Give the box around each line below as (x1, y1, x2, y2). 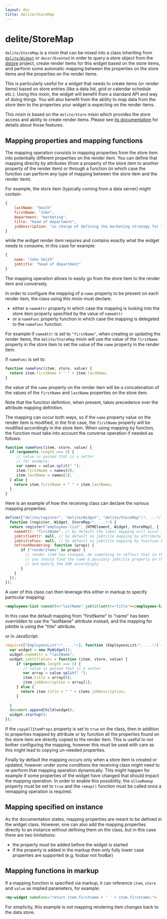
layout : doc (5, 7, 30, 12)
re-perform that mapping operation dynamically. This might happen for (5, 768, 150, 773)
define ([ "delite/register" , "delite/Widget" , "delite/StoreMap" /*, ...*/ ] (5, 515, 164, 521)
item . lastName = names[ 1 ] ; (16, 473, 72, 478)
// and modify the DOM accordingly (25, 561, 99, 566)
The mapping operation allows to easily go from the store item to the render (5, 275, 160, 281)
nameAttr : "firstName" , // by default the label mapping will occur (14, 529, 159, 534)
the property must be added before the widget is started (12, 841, 128, 847)
